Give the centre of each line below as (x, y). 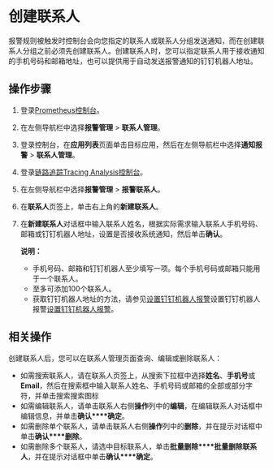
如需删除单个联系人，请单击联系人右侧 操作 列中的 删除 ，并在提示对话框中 (141, 426)
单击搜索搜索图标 (70, 395)
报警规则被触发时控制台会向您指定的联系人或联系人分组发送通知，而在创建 (133, 41)
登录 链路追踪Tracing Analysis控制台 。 (84, 172)
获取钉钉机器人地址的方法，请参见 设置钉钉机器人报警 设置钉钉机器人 (146, 299)
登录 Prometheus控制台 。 (62, 110)
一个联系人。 (61, 278)
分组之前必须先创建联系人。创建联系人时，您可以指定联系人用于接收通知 (143, 50)
